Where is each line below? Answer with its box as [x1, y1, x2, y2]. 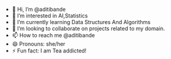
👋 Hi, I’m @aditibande [11, 6, 66, 13]
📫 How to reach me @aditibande [11, 32, 95, 39]
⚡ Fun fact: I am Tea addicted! [11, 47, 86, 54]
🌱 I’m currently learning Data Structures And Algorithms [11, 19, 151, 25]
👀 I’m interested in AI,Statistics [11, 12, 88, 19]
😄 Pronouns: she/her [11, 40, 65, 48]
